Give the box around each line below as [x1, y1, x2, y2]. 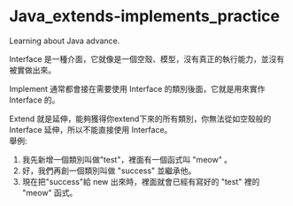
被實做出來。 [9, 65, 56, 75]
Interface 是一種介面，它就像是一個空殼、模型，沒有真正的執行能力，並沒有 [9, 53, 285, 64]
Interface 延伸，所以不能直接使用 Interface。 [9, 124, 173, 134]
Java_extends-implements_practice [9, 6, 281, 27]
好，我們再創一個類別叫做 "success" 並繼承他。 [21, 165, 197, 176]
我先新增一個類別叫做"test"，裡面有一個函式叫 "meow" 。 [21, 154, 233, 164]
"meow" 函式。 [21, 187, 78, 198]
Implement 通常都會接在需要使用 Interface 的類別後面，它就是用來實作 [9, 83, 266, 94]
